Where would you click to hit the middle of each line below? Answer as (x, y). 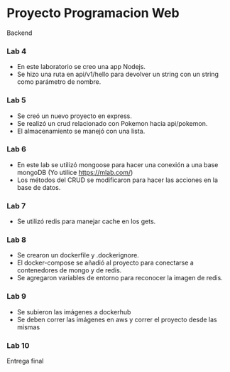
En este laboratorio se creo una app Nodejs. (81, 67)
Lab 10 (18, 345)
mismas (28, 327)
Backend (20, 33)
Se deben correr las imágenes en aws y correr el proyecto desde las (117, 319)
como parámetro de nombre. (59, 82)
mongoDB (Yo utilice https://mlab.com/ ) (75, 172)
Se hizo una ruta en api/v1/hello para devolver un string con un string (118, 74)
